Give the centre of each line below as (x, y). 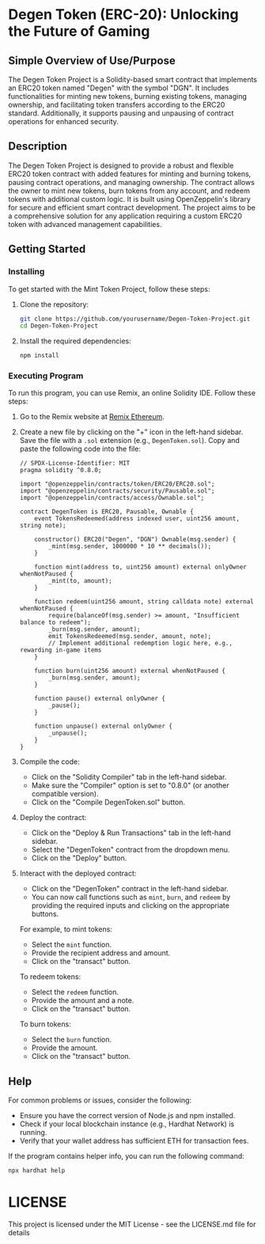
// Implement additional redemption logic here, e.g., (141, 643)
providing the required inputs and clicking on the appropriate (130, 906)
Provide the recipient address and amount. (101, 953)
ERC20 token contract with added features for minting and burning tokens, (130, 174)
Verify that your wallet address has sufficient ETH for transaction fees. (134, 1141)
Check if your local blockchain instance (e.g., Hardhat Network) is (127, 1124)
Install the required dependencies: (76, 341)
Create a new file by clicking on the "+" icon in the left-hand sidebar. (131, 432)
